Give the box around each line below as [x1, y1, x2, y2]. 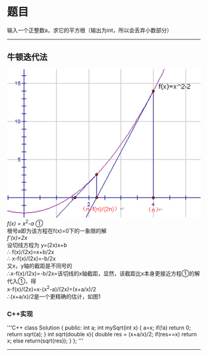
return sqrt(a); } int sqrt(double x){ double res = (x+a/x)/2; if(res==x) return [7, 330, 197, 338]
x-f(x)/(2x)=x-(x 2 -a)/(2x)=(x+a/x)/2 [7, 284, 96, 293]
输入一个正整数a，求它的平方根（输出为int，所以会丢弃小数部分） [7, 26, 173, 34]
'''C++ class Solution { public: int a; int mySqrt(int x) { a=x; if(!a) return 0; [7, 323, 191, 331]
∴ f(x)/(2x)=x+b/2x [7, 248, 55, 255]
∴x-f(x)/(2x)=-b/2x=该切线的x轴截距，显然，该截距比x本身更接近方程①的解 [7, 269, 200, 277]
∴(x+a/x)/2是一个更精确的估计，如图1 [7, 293, 101, 300]
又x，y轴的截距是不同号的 [7, 262, 72, 269]
